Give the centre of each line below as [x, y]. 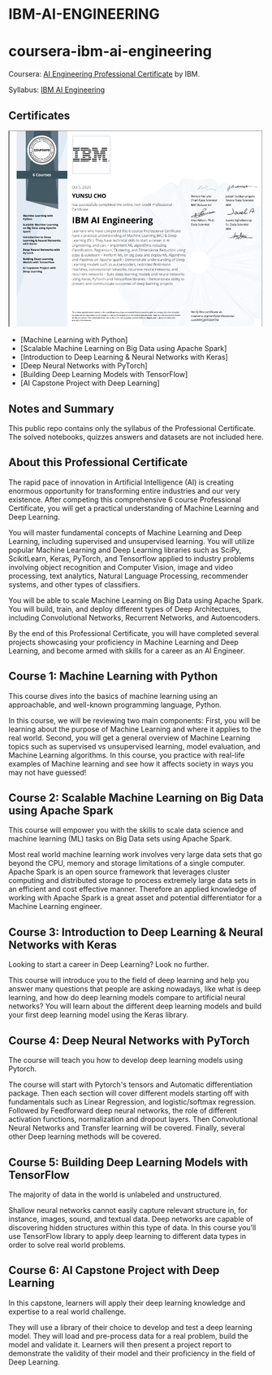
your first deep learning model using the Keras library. [99, 1015]
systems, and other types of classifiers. [74, 584]
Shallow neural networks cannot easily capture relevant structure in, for [128, 1210]
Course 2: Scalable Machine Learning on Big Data [136, 798]
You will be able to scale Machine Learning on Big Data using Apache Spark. [136, 600]
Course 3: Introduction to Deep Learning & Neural [136, 932]
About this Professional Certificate [98, 462]
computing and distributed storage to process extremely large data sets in [132, 881]
